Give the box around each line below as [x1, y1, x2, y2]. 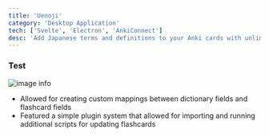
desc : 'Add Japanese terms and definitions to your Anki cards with [8, 33, 242, 42]
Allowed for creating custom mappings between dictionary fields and [19, 93, 248, 104]
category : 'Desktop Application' [8, 19, 120, 27]
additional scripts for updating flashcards [19, 119, 156, 128]
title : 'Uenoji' [8, 11, 62, 20]
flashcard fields [19, 102, 72, 112]
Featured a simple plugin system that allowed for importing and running [19, 111, 256, 120]
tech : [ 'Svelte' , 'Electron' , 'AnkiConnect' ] [8, 26, 163, 34]
